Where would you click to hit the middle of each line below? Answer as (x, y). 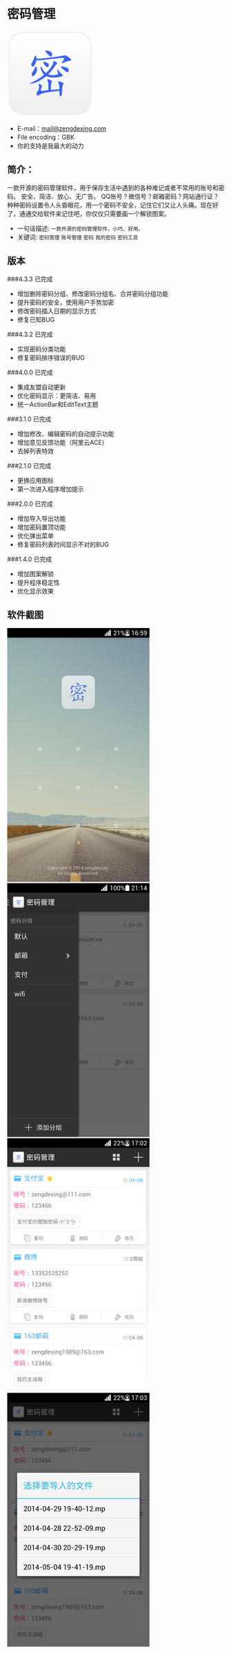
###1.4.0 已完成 (30, 559)
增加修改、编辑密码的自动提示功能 (66, 434)
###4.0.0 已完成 (30, 372)
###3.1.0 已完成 (29, 419)
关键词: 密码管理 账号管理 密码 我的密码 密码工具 (78, 237)
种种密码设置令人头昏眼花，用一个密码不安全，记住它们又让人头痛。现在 (110, 205)
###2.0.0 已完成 (30, 504)
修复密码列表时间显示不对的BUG (63, 544)
